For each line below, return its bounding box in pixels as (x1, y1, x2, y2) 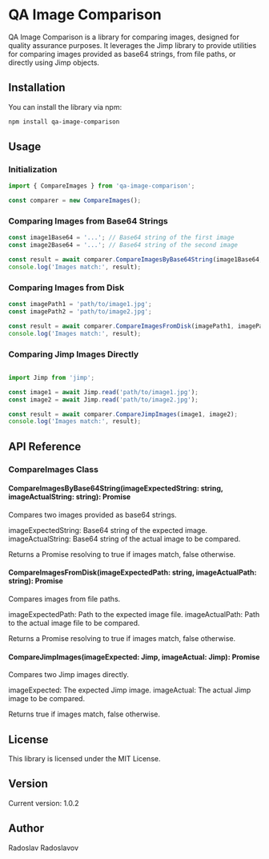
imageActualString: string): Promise (8, 492, 131, 502)
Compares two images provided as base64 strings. (8, 510, 178, 519)
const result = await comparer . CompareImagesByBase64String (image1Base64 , (8, 256, 263, 264)
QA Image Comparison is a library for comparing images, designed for (8, 32, 240, 42)
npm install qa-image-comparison (8, 118, 120, 126)
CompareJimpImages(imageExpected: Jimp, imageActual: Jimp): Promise (8, 651, 260, 662)
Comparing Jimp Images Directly (8, 349, 139, 360)
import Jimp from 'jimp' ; (8, 373, 94, 381)
